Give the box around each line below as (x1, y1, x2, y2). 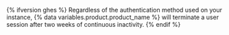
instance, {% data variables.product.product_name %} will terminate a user (6, 13, 219, 21)
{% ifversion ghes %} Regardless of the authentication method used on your (6, 6, 223, 14)
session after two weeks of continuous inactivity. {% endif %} (6, 21, 181, 28)
